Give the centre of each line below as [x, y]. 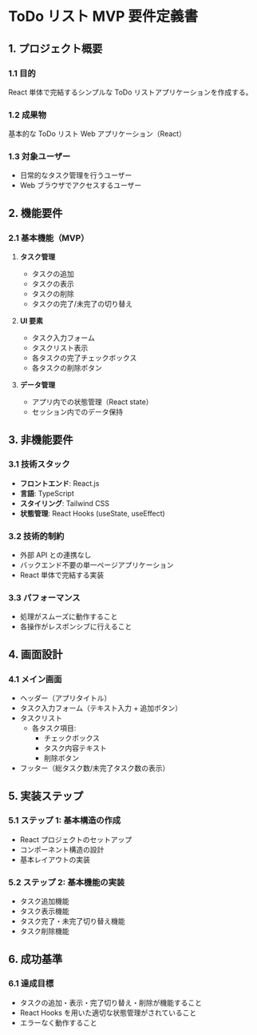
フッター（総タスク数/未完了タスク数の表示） [95, 768]
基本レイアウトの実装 [55, 859]
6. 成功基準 [36, 959]
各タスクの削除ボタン [67, 368]
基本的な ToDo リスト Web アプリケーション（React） [97, 134]
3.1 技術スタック [39, 464]
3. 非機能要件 [41, 440]
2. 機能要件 [36, 213]
